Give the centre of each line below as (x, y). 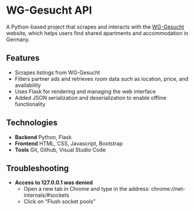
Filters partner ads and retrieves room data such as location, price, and (101, 78)
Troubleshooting (38, 168)
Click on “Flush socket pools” (60, 201)
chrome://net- (168, 189)
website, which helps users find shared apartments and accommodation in (97, 33)
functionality (30, 104)
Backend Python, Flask (43, 137)
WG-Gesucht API (49, 10)
